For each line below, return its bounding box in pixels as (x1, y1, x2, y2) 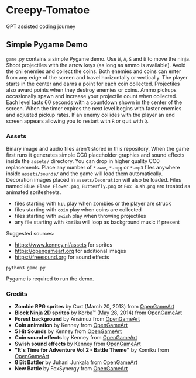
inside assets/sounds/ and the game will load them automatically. (6, 170, 163, 177)
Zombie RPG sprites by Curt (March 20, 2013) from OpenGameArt (14, 303, 174, 310)
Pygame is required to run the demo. (6, 275, 95, 282)
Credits (6, 290, 27, 298)
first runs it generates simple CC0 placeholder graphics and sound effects (6, 151, 185, 158)
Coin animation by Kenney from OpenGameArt (14, 322, 128, 329)
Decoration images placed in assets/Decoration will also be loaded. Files (6, 176, 181, 183)
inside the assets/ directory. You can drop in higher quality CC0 (6, 158, 160, 165)
